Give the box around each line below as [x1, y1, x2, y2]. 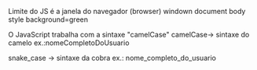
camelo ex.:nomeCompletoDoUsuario [8, 38, 130, 47]
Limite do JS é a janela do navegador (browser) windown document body [8, 7, 246, 16]
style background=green [8, 15, 89, 24]
